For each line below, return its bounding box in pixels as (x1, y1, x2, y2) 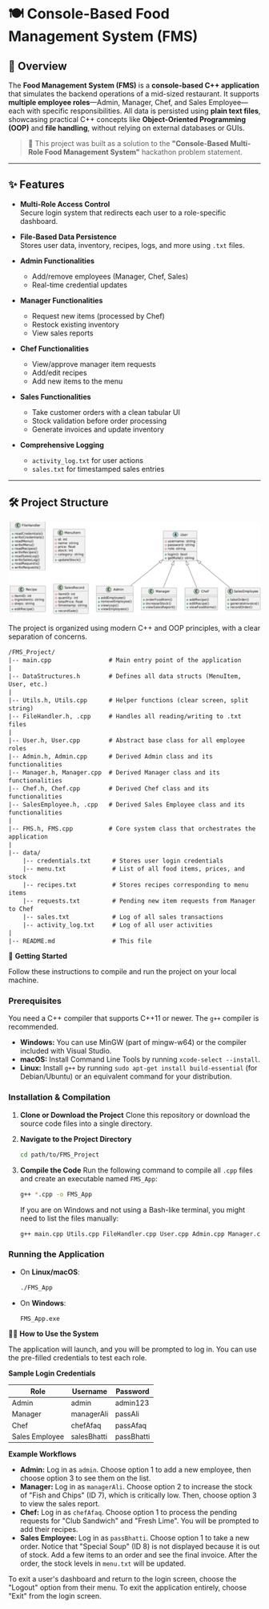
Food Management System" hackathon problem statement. (44, 148, 243, 156)
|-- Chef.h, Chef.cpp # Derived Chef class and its (8, 785, 210, 793)
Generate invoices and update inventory (31, 425, 164, 434)
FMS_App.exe (19, 1314, 60, 1323)
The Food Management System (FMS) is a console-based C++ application (8, 80, 260, 90)
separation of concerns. (8, 632, 88, 641)
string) (8, 705, 34, 713)
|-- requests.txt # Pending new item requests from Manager (22, 897, 256, 905)
